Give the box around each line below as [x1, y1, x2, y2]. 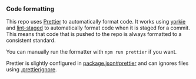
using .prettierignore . [6, 66, 57, 73]
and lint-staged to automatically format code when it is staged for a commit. [6, 24, 190, 31]
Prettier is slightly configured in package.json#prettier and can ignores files [6, 60, 189, 67]
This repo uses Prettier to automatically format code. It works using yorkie [6, 18, 186, 25]
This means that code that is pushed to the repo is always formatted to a [6, 31, 182, 38]
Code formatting [6, 5, 55, 13]
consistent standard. [6, 37, 56, 44]
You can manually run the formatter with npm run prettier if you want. [6, 48, 177, 55]
